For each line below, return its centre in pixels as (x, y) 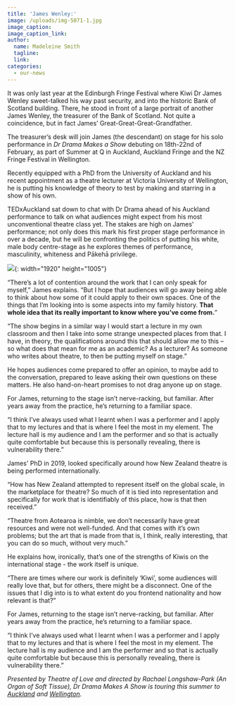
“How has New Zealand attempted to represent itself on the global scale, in (116, 484)
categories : (25, 66)
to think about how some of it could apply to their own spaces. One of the (114, 297)
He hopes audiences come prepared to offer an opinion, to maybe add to (113, 369)
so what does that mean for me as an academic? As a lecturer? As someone (118, 348)
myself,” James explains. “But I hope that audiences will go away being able (117, 289)
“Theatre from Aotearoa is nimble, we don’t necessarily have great (103, 520)
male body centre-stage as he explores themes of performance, (100, 246)
